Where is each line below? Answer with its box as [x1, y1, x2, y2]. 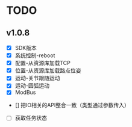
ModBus [14, 88, 36, 96]
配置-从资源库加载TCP [14, 60, 71, 67]
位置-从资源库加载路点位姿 [14, 67, 81, 74]
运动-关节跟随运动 [14, 75, 60, 82]
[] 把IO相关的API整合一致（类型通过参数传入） [14, 102, 130, 109]
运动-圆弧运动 [14, 82, 50, 89]
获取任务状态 [14, 114, 47, 122]
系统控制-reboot [14, 52, 55, 59]
